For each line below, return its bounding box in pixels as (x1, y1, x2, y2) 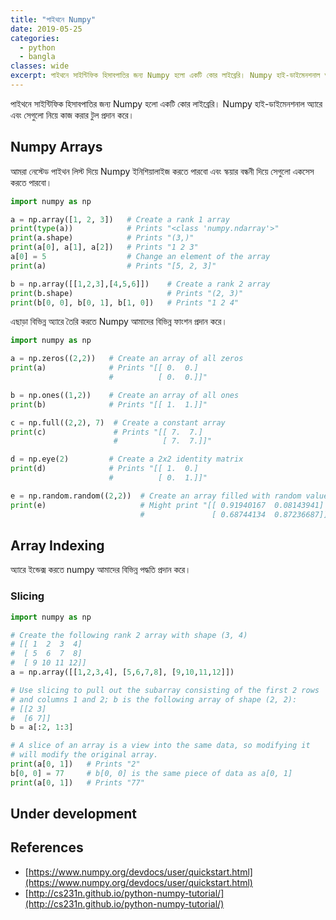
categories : (10, 33, 60, 43)
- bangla (19, 52, 56, 62)
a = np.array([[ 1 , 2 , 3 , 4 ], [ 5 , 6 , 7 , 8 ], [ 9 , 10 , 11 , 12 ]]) (10, 667, 235, 678)
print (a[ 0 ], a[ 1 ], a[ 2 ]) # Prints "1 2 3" (10, 242, 199, 253)
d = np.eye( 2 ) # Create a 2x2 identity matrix (10, 454, 244, 465)
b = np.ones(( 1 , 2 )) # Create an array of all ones (10, 390, 240, 400)
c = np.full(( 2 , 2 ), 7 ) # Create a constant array (10, 417, 226, 428)
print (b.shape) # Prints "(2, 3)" (10, 288, 244, 298)
